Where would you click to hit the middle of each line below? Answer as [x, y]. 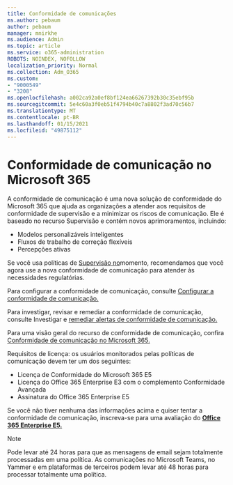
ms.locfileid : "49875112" [45, 130]
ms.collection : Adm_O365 [43, 72]
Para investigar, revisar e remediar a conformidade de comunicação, [105, 312]
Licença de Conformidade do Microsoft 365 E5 [85, 375]
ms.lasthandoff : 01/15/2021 [48, 124]
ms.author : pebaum [34, 20]
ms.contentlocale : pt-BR [43, 117]
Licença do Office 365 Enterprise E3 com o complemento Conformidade [121, 382]
